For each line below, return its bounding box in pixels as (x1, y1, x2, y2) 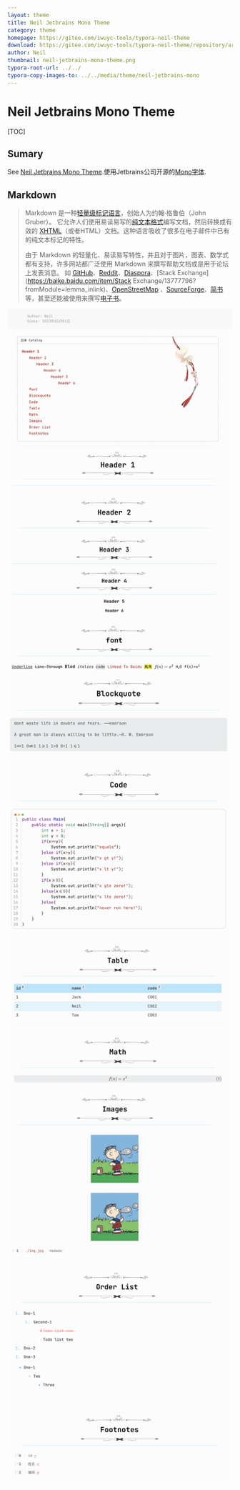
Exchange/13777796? (132, 277, 196, 285)
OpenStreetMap (111, 285, 159, 294)
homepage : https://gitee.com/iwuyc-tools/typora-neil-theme (7, 34, 191, 41)
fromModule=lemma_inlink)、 (24, 285, 112, 294)
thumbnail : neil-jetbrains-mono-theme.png (7, 57, 136, 64)
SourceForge (166, 285, 205, 294)
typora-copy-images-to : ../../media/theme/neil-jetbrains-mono (7, 71, 200, 79)
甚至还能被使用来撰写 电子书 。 (37, 294, 126, 303)
